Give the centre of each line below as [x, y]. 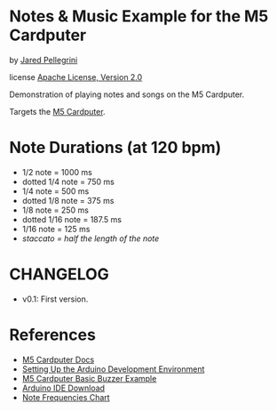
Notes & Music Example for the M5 [139, 16]
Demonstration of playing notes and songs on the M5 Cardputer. [127, 94]
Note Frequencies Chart [66, 397]
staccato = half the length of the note [91, 238]
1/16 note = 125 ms [56, 229]
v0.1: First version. [55, 299]
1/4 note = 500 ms [55, 191]
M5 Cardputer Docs [58, 359]
